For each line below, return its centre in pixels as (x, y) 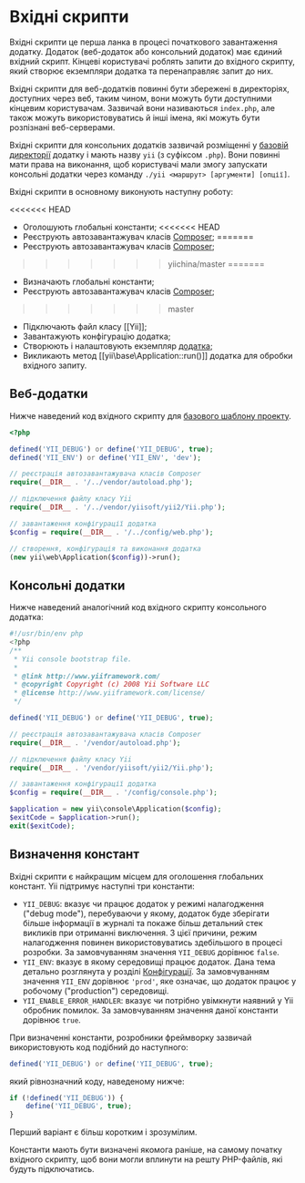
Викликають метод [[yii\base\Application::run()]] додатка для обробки (158, 355)
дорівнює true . (52, 1020)
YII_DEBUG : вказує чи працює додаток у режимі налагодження (143, 903)
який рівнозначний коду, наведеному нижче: (97, 1081)
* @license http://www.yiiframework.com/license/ (109, 693)
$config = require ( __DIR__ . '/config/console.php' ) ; (114, 793)
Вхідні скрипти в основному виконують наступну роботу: (122, 191)
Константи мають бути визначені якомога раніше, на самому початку (146, 1150)
